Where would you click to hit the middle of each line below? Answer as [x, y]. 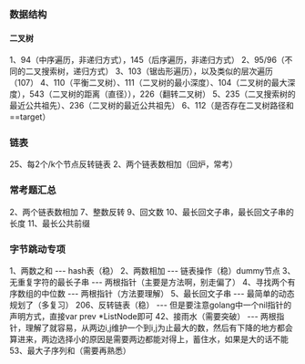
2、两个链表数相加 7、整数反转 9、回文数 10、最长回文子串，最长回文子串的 [152, 212]
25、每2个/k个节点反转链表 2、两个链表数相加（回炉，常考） [124, 164]
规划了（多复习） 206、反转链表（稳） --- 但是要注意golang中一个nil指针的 [151, 305]
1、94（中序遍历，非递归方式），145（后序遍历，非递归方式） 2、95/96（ [147, 60]
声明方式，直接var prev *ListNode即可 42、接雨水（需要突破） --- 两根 [143, 317]
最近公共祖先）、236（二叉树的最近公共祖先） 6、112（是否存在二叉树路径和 [152, 106]
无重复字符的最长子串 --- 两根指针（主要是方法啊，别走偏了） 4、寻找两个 [149, 282]
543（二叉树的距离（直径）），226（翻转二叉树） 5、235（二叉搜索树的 [162, 94]
